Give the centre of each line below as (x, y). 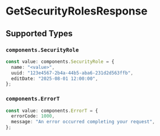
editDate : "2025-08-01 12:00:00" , (55, 79)
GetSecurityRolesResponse (77, 11)
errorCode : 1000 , (33, 116)
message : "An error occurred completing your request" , (83, 122)
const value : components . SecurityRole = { (60, 62)
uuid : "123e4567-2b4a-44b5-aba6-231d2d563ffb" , (72, 73)
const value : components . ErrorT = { (52, 111)
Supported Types (39, 34)
